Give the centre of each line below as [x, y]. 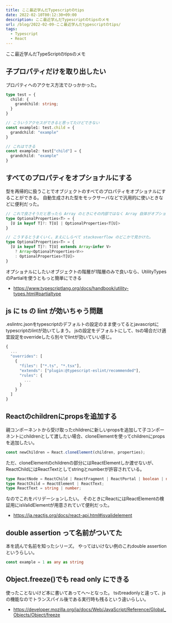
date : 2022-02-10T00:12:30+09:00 [41, 15]
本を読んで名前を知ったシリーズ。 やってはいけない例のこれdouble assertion [86, 546]
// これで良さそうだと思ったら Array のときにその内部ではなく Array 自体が [78, 214]
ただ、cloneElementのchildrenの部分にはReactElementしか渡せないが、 [81, 463]
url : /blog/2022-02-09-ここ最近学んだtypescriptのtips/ [64, 24]
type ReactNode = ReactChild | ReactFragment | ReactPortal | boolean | [85, 479]
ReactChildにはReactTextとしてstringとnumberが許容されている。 [75, 469]
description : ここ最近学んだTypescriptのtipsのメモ [58, 19]
